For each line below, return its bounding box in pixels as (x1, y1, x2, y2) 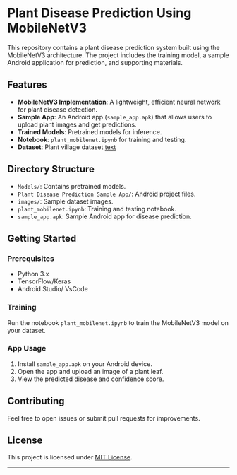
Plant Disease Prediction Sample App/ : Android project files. (17, 189, 196, 198)
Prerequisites (7, 253, 54, 263)
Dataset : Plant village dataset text (17, 143, 116, 151)
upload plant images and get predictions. (17, 120, 137, 129)
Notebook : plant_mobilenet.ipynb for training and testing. (17, 135, 187, 143)
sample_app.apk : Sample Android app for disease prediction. (17, 212, 192, 221)
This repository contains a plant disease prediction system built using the (7, 43, 220, 52)
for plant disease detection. (17, 105, 97, 114)
